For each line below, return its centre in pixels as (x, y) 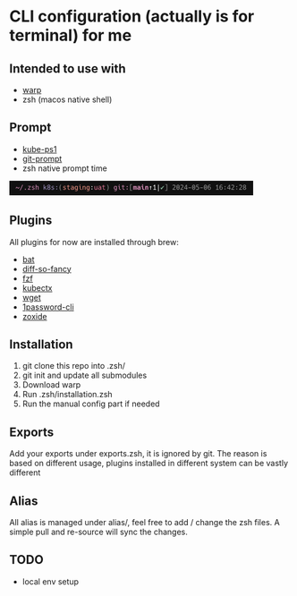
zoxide (34, 316)
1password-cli (48, 307)
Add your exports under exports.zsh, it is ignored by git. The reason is (138, 454)
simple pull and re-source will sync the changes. (98, 532)
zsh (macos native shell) (67, 99)
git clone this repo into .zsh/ (74, 366)
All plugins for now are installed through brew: (94, 242)
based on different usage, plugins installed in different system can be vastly (149, 464)
